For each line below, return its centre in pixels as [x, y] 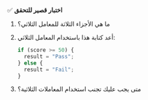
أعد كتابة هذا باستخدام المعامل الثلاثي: [66, 37]
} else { [30, 63]
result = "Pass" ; [49, 56]
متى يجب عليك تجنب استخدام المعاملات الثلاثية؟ [79, 89]
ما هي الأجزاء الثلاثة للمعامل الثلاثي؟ [64, 24]
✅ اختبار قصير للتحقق [35, 10]
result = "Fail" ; [49, 69]
